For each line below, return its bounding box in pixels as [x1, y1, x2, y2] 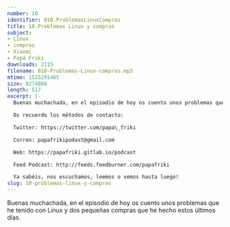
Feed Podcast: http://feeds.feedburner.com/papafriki [13, 161, 170, 168]
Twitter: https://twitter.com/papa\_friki [13, 124, 136, 131]
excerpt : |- [7, 93, 41, 100]
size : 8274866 [7, 80, 48, 87]
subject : [7, 29, 32, 36]
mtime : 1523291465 [7, 73, 60, 81]
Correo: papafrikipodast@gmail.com [13, 136, 115, 143]
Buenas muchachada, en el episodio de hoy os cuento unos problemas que [7, 199, 220, 206]
